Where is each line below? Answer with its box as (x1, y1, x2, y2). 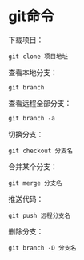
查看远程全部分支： (8, 98, 72, 108)
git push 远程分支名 (8, 211, 70, 219)
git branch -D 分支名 (8, 244, 77, 252)
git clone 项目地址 (8, 53, 69, 61)
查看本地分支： (8, 67, 58, 77)
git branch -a (8, 114, 56, 122)
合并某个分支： (8, 161, 58, 171)
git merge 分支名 (8, 179, 62, 187)
